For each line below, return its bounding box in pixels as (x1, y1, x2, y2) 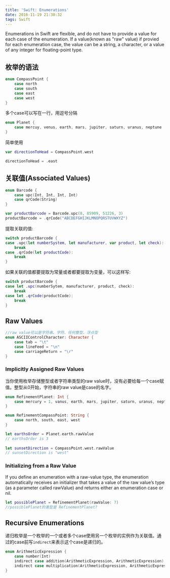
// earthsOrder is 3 (5, 436, 49, 441)
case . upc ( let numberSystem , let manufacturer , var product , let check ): (5, 240, 164, 245)
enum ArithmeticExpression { (5, 549, 67, 554)
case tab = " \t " (14, 339, 49, 345)
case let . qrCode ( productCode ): (5, 293, 73, 298)
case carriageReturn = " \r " (14, 349, 73, 354)
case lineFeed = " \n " (14, 344, 60, 349)
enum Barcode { (5, 188, 37, 193)
